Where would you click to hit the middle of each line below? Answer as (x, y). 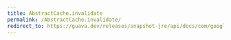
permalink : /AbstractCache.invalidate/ (64, 20)
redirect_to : (26, 26)
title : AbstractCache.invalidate (55, 13)
